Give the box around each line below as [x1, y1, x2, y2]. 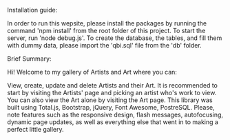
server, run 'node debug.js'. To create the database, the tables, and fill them [7, 34, 222, 42]
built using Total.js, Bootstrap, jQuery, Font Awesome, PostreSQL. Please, [7, 103, 215, 111]
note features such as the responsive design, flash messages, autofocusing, [7, 110, 224, 119]
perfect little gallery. [7, 126, 64, 133]
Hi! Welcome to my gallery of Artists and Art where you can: [7, 68, 178, 76]
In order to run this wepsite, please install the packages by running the [7, 19, 207, 27]
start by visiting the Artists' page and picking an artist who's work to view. [7, 89, 217, 97]
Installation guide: [7, 6, 58, 14]
